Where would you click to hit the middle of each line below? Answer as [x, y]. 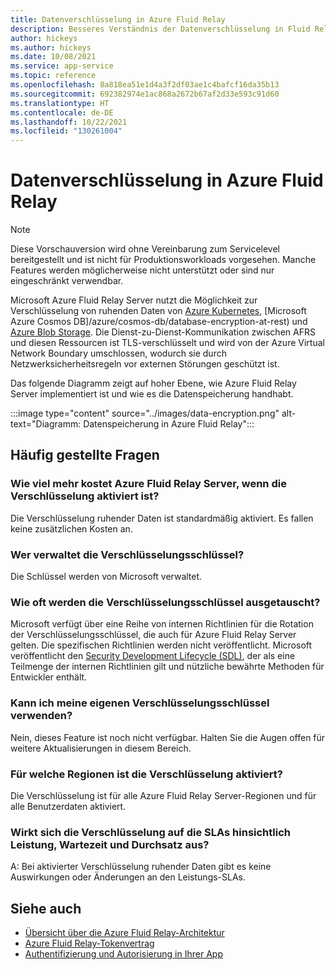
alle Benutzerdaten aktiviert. [68, 806]
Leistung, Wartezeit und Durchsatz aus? [110, 844]
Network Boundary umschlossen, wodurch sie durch [118, 353]
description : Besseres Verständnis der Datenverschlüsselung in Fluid [160, 29]
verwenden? [41, 716]
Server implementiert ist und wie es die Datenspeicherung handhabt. [152, 394]
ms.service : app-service [62, 66]
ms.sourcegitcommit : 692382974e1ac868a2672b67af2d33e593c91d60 [145, 94]
